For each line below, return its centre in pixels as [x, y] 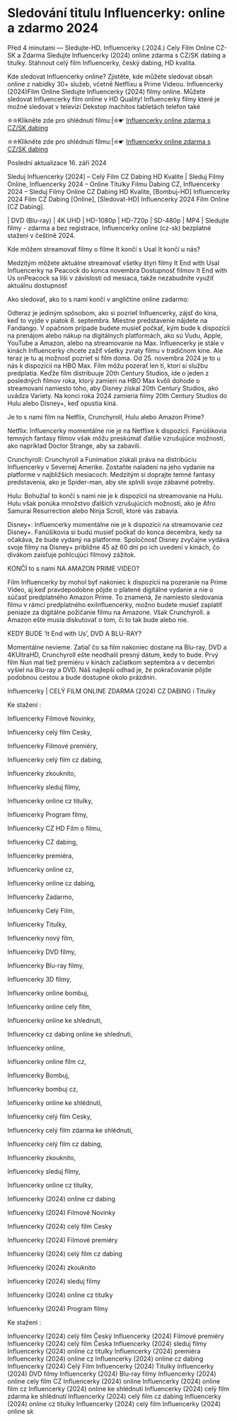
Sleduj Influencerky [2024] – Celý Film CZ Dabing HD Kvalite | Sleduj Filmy [116, 176]
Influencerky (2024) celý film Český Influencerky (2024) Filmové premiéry [116, 1336]
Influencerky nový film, [41, 938]
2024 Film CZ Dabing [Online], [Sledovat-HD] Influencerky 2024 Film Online [118, 199]
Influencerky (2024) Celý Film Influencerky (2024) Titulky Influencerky [111, 1366]
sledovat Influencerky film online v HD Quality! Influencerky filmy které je [114, 99]
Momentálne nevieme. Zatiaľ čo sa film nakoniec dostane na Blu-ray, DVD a [117, 647]
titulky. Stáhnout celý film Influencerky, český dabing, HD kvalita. [102, 62]
